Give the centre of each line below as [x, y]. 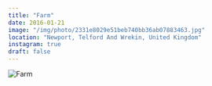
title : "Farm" [31, 15]
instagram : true [35, 45]
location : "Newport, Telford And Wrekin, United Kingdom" [105, 37]
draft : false [29, 52]
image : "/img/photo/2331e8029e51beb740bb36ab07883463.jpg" [107, 30]
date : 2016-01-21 [37, 23]
